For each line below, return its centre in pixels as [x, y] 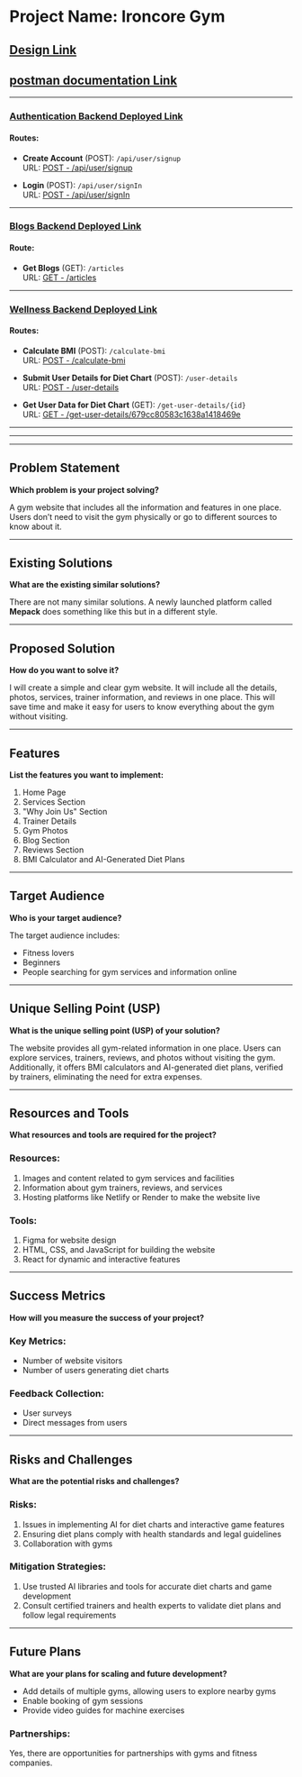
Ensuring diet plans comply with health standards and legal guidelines [151, 1534]
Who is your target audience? [66, 917]
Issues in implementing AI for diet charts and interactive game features [153, 1524]
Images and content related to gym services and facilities [129, 1178]
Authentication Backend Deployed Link [96, 116]
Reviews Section [53, 850]
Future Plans [45, 1652]
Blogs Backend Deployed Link [75, 226]
